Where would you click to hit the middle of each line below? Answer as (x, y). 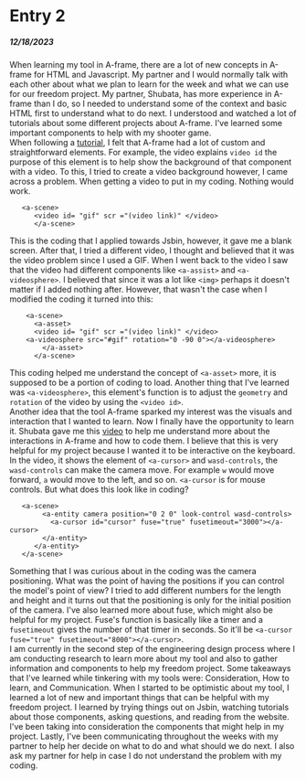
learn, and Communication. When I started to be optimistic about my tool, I (149, 688)
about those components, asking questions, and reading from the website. (149, 717)
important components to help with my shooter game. (111, 133)
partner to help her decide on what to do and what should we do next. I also (152, 746)
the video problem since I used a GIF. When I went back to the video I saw (149, 261)
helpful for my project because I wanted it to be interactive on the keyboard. (153, 451)
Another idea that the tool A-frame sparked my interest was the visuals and (151, 411)
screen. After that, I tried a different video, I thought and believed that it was (152, 251)
